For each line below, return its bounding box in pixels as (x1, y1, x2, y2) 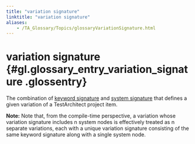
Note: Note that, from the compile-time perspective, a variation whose (6, 112, 176, 119)
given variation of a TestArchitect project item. (6, 101, 118, 108)
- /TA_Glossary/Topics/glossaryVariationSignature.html (16, 25, 156, 31)
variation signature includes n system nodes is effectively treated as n (6, 119, 175, 126)
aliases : (6, 19, 28, 25)
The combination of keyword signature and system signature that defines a (6, 95, 187, 102)
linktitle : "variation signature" (6, 14, 91, 20)
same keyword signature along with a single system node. (6, 131, 146, 138)
